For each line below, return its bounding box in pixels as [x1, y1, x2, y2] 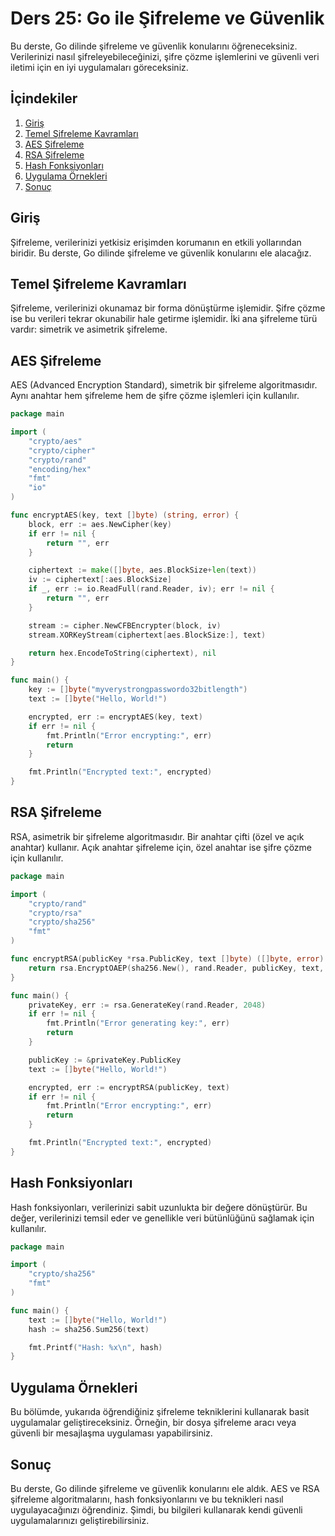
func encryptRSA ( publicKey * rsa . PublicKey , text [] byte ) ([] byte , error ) [10, 954, 325, 964]
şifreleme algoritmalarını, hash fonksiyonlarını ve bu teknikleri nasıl [10, 1493, 284, 1505]
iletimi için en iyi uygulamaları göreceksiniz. [10, 61, 189, 73]
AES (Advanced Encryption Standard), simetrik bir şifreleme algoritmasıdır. [10, 379, 318, 391]
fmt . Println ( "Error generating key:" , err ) [46, 1018, 230, 1029]
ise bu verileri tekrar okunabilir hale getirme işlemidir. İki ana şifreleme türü [10, 313, 318, 325]
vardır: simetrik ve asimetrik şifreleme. [10, 323, 168, 336]
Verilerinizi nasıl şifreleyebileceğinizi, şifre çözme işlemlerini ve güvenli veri [10, 50, 320, 62]
